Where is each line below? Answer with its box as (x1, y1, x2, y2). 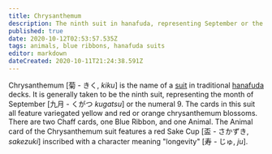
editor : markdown (8, 49, 67, 58)
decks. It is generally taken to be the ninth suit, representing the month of (8, 89, 254, 99)
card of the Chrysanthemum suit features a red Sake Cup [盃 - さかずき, (8, 126, 249, 136)
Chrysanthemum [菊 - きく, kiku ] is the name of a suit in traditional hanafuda (8, 80, 265, 90)
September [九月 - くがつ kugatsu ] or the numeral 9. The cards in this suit (8, 99, 256, 109)
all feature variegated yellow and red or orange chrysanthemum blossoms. (8, 108, 258, 118)
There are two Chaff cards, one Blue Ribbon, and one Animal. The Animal (8, 117, 253, 126)
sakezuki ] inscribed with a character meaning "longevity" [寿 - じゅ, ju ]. (8, 136, 248, 146)
